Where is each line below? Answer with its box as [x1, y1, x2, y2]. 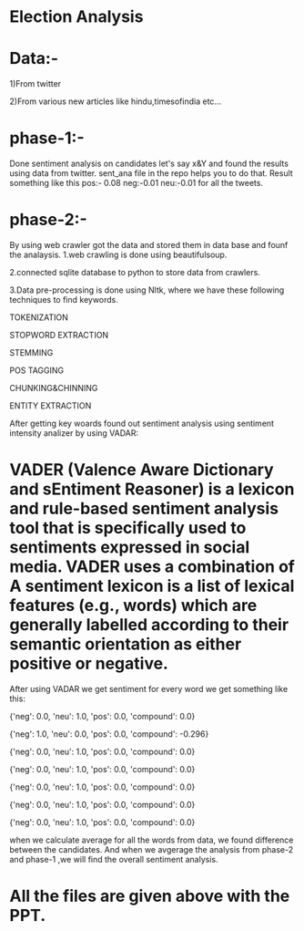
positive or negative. [9, 654, 168, 674]
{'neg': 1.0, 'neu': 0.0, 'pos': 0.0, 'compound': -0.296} [9, 728, 209, 740]
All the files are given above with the [9, 886, 290, 906]
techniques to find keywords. [9, 295, 118, 305]
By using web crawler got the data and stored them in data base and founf [9, 240, 289, 250]
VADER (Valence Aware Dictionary [9, 460, 275, 481]
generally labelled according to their [9, 615, 289, 636]
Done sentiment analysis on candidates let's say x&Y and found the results [9, 158, 289, 170]
